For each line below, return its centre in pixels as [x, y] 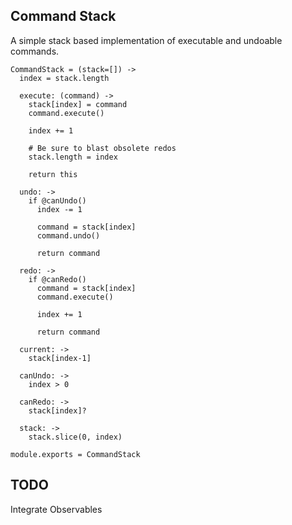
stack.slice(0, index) [75, 437]
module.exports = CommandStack [75, 454]
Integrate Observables [56, 509]
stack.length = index [73, 157]
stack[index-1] [60, 358]
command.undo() [68, 235]
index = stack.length [64, 78]
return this [53, 174]
